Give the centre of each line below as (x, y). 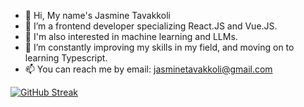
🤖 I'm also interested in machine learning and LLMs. (131, 36)
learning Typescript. (66, 58)
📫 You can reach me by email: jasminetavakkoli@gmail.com (148, 69)
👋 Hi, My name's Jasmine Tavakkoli (97, 15)
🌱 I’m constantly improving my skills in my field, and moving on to (159, 47)
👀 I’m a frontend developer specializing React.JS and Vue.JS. (151, 26)
